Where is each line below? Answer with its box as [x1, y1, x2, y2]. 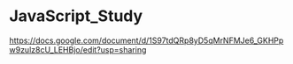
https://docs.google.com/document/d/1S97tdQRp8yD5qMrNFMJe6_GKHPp [9, 35, 284, 46]
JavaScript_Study [9, 6, 143, 26]
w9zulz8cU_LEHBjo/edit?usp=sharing [9, 44, 147, 54]
